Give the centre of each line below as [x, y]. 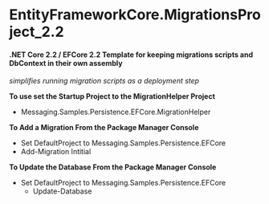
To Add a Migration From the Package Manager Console [104, 128]
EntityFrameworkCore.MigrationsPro [135, 15]
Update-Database [62, 191]
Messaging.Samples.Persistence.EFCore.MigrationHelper [116, 112]
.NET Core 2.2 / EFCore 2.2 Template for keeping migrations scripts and [131, 55]
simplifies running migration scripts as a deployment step [104, 81]
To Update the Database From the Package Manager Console [113, 167]
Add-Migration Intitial [56, 152]
